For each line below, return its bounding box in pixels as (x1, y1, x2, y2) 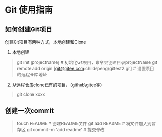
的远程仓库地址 (16, 72, 47, 77)
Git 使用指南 (5, 4, 53, 15)
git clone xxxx (16, 91, 45, 97)
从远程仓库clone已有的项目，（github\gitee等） (12, 82, 105, 88)
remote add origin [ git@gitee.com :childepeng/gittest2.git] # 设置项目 (16, 66, 154, 71)
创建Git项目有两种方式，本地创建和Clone (5, 39, 86, 45)
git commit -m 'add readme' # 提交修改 (26, 126, 105, 132)
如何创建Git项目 (5, 25, 52, 33)
